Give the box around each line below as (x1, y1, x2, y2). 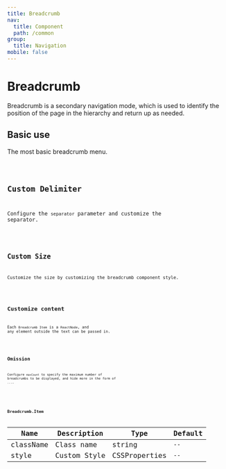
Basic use (7, 129, 51, 141)
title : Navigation (13, 42, 67, 49)
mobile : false (7, 49, 49, 56)
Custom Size (7, 252, 51, 261)
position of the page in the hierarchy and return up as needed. (7, 109, 185, 117)
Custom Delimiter (7, 184, 82, 194)
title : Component (13, 23, 64, 30)
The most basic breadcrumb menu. (7, 147, 107, 156)
